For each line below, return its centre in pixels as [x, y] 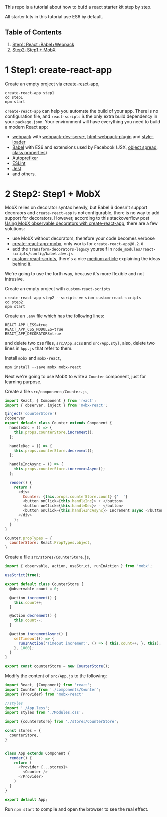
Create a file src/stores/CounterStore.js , [48, 557]
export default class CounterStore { [44, 584]
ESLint [19, 163]
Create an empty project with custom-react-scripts [58, 288]
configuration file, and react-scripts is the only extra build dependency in [81, 116]
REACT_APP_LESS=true [27, 325]
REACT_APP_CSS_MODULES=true [34, 329]
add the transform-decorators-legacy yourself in [62, 249]
